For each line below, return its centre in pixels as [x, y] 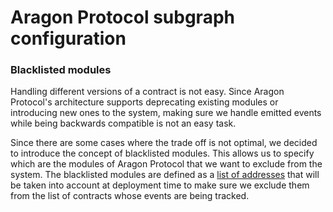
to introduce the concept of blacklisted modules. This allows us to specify [162, 153]
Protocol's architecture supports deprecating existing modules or [144, 102]
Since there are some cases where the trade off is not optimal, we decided [164, 143]
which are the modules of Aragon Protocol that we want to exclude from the [166, 164]
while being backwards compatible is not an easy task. [123, 123]
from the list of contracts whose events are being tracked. [130, 196]
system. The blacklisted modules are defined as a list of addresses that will [165, 175]
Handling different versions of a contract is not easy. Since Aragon [147, 92]
